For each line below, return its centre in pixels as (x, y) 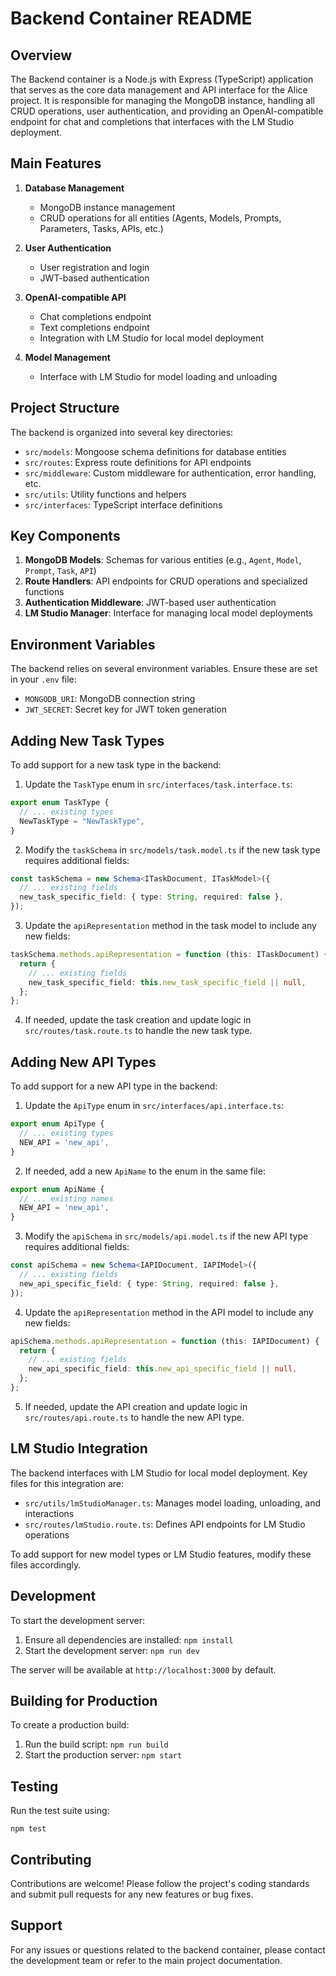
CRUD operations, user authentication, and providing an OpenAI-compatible (167, 111)
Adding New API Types (83, 1062)
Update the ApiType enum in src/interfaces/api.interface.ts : (154, 1106)
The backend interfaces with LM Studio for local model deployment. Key (159, 1473)
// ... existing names (66, 1198)
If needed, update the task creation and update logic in (138, 1020)
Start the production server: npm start (103, 1755)
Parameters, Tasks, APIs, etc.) (101, 228)
